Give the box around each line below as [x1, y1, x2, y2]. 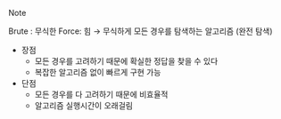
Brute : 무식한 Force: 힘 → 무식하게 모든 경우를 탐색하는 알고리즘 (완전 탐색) [8, 26, 273, 36]
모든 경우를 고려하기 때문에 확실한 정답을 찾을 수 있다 [34, 56, 219, 66]
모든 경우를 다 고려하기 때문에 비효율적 [34, 89, 169, 99]
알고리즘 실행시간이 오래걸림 [34, 100, 133, 110]
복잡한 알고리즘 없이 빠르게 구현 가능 [34, 67, 161, 77]
